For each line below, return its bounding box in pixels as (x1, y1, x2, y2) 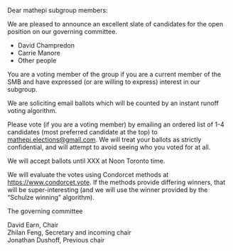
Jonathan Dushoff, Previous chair (7, 236, 105, 244)
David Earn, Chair (7, 220, 59, 229)
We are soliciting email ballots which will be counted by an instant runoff (7, 99, 219, 107)
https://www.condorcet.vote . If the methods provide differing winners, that (7, 178, 226, 186)
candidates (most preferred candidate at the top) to (7, 128, 158, 136)
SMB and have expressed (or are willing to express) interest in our (7, 78, 200, 86)
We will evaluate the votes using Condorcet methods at (7, 171, 169, 178)
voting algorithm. (7, 107, 57, 114)
